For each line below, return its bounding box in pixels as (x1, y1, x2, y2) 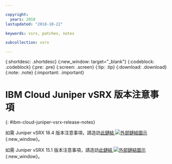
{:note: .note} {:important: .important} (5, 70, 85, 76)
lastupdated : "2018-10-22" (5, 22, 63, 27)
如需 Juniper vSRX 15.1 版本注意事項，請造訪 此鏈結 (5, 147, 113, 153)
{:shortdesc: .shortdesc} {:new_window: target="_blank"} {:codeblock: (5, 58, 155, 65)
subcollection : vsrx (5, 40, 50, 45)
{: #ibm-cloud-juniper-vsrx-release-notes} (5, 119, 95, 126)
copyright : (5, 12, 29, 17)
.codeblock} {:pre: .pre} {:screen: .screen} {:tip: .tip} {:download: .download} (5, 64, 167, 70)
